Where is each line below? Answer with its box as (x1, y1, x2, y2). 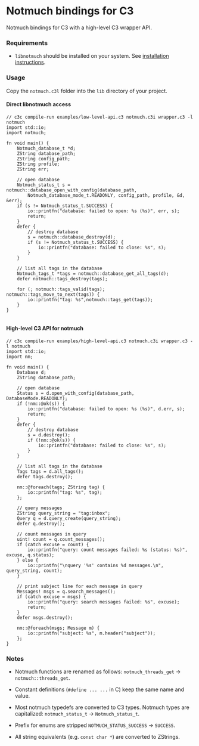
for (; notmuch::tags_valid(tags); (17, 286, 105, 292)
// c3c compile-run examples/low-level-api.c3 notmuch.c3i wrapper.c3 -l (6, 114, 194, 120)
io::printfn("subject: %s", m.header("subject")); (27, 630, 156, 636)
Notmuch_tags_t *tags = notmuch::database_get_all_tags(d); (17, 270, 169, 277)
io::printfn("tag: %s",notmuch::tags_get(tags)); (27, 296, 153, 302)
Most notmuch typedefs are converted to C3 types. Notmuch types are (14, 704, 189, 711)
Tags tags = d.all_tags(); (17, 468, 84, 475)
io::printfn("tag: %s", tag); (27, 489, 102, 496)
